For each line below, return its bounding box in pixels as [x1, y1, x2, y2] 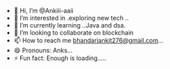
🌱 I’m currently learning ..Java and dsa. [13, 21, 126, 29]
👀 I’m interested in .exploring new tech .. [13, 14, 129, 22]
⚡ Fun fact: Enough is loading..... [13, 54, 107, 62]
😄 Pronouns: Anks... [13, 46, 73, 55]
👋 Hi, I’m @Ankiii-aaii [13, 7, 74, 14]
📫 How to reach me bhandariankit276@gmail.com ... [13, 37, 164, 44]
